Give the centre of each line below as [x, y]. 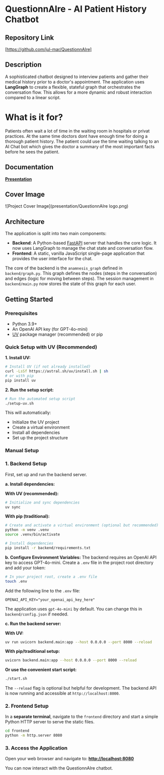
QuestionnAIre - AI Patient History [76, 9]
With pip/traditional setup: [33, 651]
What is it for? [34, 117]
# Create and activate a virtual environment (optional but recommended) [82, 525]
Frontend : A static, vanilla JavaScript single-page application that [78, 253]
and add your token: [25, 567]
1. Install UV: [18, 358]
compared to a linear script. [33, 97]
